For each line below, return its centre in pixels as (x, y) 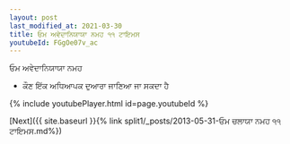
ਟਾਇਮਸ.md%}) (36, 131)
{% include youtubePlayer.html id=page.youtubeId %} (109, 104)
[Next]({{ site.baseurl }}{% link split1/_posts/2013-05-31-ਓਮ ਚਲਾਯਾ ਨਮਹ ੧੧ (145, 121)
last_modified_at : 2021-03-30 (66, 26)
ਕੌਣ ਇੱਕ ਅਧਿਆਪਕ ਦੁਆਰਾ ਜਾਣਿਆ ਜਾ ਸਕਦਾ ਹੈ (95, 86)
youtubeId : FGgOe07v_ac (54, 42)
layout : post (34, 17)
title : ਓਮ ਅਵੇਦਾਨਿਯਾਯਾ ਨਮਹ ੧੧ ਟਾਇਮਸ (75, 34)
